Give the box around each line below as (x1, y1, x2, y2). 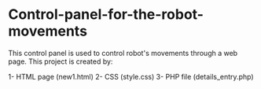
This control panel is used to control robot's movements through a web (8, 48, 238, 57)
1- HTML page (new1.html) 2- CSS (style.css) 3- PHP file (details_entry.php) (8, 72, 254, 81)
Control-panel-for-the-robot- (8, 6, 204, 24)
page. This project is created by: (8, 57, 113, 66)
